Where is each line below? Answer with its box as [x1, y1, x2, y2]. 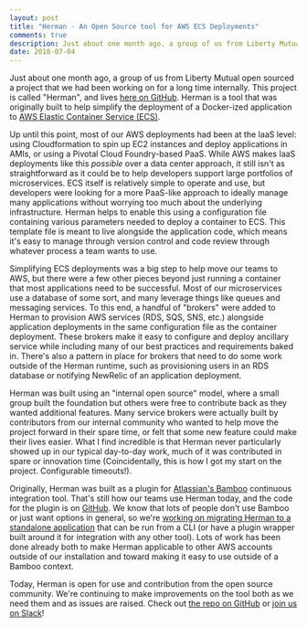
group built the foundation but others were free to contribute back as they [9, 398, 288, 409]
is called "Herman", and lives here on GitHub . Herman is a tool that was [9, 92, 278, 103]
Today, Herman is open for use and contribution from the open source [9, 579, 273, 590]
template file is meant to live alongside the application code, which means [9, 226, 288, 238]
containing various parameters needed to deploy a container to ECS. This [9, 217, 286, 228]
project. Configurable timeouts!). [9, 465, 132, 476]
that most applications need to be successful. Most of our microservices [9, 282, 282, 293]
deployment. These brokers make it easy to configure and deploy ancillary [9, 331, 290, 343]
